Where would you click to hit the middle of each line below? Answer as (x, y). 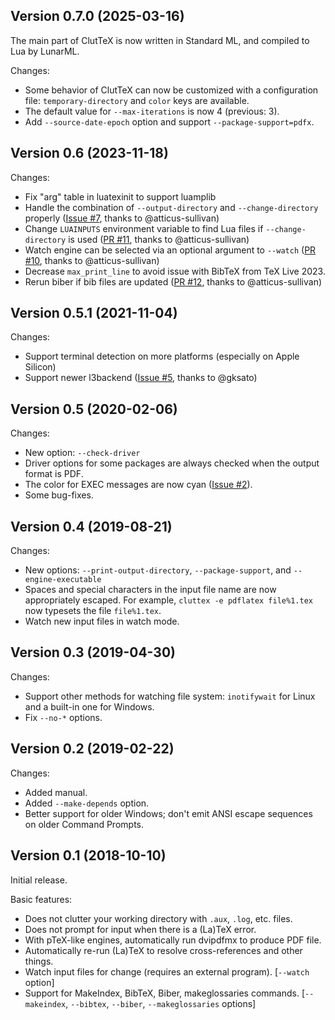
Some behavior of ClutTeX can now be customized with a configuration (171, 90)
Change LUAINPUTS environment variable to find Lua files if (144, 228)
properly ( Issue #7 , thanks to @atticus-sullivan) (122, 218)
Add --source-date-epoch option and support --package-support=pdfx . (169, 121)
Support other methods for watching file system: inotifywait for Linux (170, 696)
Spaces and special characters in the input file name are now (150, 590)
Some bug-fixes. (59, 495)
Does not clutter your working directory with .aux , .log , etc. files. (158, 918)
